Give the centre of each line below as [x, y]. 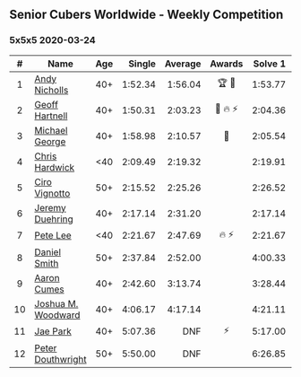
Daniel [47, 252]
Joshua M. [56, 303]
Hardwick [55, 167]
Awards [227, 64]
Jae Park [53, 331]
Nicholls [52, 90]
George [50, 141]
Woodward [57, 315]
